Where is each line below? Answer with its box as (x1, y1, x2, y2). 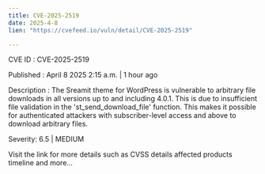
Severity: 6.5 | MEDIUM (8, 134, 85, 144)
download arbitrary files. (8, 119, 89, 129)
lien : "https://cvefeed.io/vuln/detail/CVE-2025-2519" (8, 26, 193, 34)
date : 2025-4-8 (8, 19, 59, 27)
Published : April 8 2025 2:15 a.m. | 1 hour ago (8, 70, 158, 80)
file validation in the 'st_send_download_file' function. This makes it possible (8, 102, 257, 112)
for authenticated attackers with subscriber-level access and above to (8, 111, 237, 120)
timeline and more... (8, 158, 74, 168)
